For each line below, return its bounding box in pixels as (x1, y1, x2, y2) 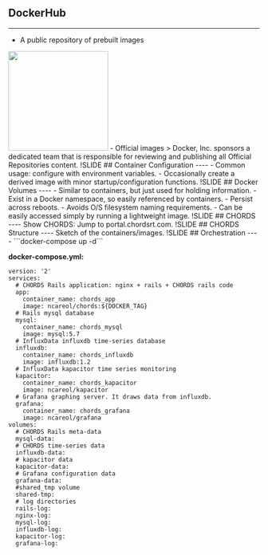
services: (8, 274, 41, 282)
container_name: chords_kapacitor (22, 379, 137, 387)
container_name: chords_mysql (22, 323, 124, 331)
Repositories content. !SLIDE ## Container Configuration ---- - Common (8, 159, 246, 170)
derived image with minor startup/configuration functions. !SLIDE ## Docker (8, 177, 258, 187)
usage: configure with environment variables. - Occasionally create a (8, 168, 235, 178)
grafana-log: (15, 539, 59, 547)
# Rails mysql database (15, 309, 94, 317)
